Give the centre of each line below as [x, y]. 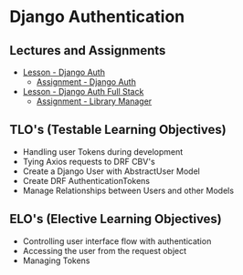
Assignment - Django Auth [86, 82]
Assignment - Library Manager [94, 101]
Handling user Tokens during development [103, 151]
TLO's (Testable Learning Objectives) [118, 130]
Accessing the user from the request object [105, 250]
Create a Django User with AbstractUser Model [111, 171]
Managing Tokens [56, 260]
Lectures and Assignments [88, 51]
